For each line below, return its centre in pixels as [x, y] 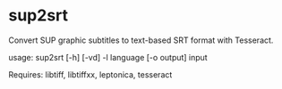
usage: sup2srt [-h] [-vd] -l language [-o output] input [108, 57]
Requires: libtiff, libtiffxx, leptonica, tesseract [90, 74]
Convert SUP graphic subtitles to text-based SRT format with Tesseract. [141, 40]
